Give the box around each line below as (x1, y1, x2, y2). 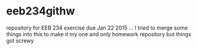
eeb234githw (6, 4, 75, 18)
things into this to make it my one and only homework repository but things (6, 30, 192, 37)
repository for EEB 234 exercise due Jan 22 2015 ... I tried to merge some (6, 24, 188, 31)
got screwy (6, 37, 34, 44)
